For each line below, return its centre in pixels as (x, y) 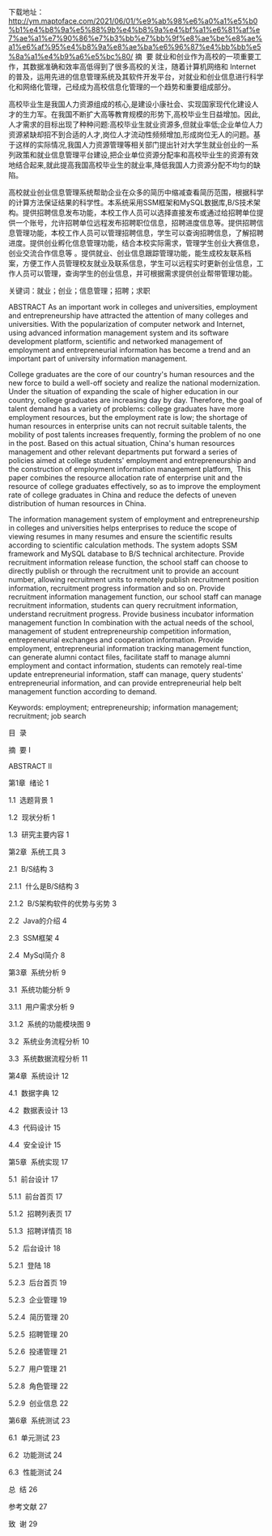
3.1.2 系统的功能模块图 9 (49, 1024)
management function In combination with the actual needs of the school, (132, 622)
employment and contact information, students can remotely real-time (125, 666)
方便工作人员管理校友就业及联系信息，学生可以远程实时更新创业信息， (139, 263)
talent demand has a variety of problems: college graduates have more (127, 409)
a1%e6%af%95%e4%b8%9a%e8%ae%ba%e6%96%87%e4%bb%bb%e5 (135, 47)
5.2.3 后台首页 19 (38, 1283)
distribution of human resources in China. (78, 504)
